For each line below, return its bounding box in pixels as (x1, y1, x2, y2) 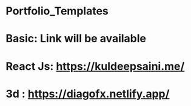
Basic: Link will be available (5, 32, 147, 46)
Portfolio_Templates (5, 4, 109, 18)
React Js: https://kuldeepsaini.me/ (5, 59, 185, 73)
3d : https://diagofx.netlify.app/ (5, 87, 170, 101)
